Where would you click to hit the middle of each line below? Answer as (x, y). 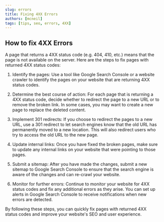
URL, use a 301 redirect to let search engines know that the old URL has (84, 124)
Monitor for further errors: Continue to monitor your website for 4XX (81, 184)
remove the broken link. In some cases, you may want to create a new (82, 105)
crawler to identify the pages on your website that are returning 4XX (81, 80)
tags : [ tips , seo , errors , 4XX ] (38, 23)
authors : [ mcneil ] (24, 19)
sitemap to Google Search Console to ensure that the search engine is (83, 169)
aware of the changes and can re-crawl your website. (66, 175)
